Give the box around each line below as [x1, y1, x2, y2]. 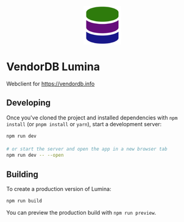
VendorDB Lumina [6, 60, 101, 74]
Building [6, 169, 38, 179]
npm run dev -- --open [6, 152, 64, 159]
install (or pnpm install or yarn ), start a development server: [6, 120, 162, 127]
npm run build [6, 198, 43, 204]
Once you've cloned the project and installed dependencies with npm [6, 113, 178, 121]
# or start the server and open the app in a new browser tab [6, 146, 168, 152]
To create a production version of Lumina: [6, 185, 111, 193]
